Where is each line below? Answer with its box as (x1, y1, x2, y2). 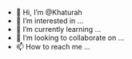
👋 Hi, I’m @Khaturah (15, 8, 82, 17)
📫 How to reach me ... (15, 42, 90, 51)
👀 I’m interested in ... (15, 16, 84, 26)
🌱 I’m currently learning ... (15, 25, 102, 33)
